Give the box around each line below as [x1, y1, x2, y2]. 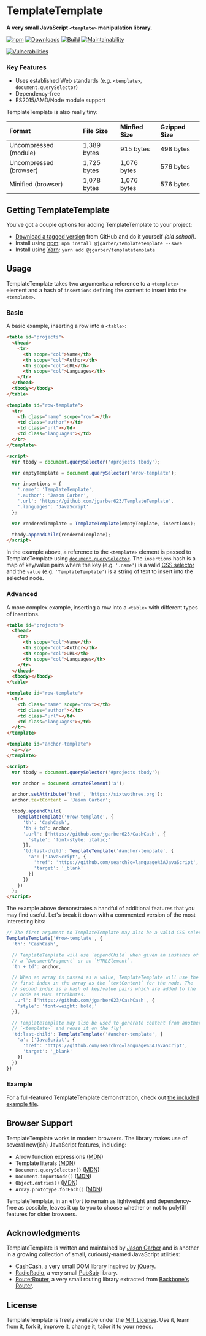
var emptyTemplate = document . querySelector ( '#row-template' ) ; [12, 470, 177, 476]
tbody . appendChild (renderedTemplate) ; [12, 532, 112, 538]
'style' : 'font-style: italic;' [28, 836, 112, 843]
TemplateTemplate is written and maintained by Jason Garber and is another [6, 1244, 199, 1251]
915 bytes [120, 145, 150, 153]
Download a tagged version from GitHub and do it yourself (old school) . [15, 233, 196, 240]
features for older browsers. [6, 1210, 77, 1218]
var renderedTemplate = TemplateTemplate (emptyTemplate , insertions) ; [12, 521, 196, 527]
